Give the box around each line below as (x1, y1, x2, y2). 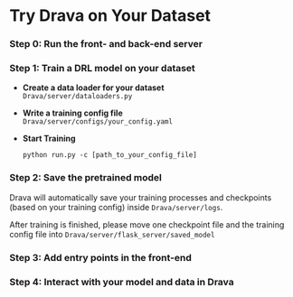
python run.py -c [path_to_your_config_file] (22, 151, 197, 160)
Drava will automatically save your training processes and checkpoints (9, 191, 272, 203)
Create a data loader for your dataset (22, 82, 165, 93)
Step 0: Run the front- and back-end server (9, 38, 203, 51)
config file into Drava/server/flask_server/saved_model (9, 228, 215, 239)
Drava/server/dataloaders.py (22, 92, 133, 101)
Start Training (22, 133, 76, 144)
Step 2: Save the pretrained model (9, 172, 163, 184)
